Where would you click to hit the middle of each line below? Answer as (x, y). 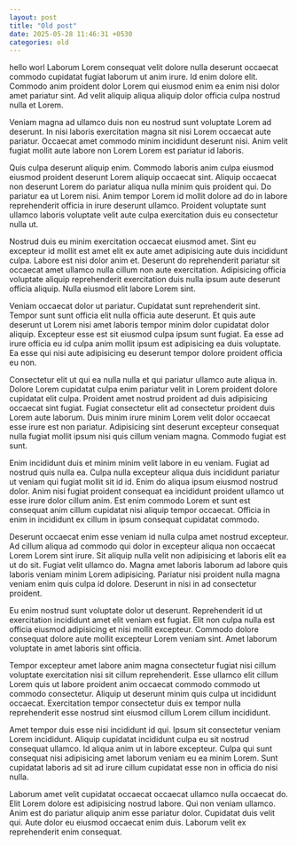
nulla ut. (24, 225)
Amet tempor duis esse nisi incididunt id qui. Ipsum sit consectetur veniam (145, 730)
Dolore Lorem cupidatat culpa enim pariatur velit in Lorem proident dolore (143, 389)
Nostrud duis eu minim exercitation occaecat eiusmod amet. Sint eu (133, 241)
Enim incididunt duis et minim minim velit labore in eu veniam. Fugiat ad (139, 463)
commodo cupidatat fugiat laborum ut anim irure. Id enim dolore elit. (134, 77)
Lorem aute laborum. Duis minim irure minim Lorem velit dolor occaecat (140, 417)
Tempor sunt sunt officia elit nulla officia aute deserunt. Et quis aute (133, 315)
